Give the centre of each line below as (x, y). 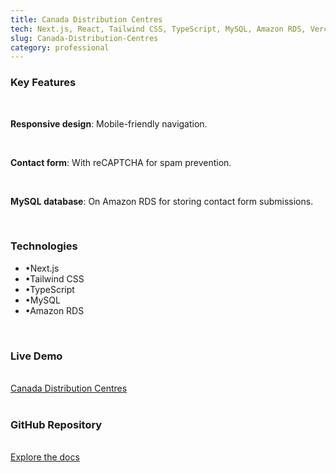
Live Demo (36, 356)
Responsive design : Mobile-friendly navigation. (109, 123)
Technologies (44, 246)
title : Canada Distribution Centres (86, 19)
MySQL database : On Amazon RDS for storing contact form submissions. (162, 201)
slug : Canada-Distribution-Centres (84, 38)
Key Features (43, 83)
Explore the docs (45, 457)
